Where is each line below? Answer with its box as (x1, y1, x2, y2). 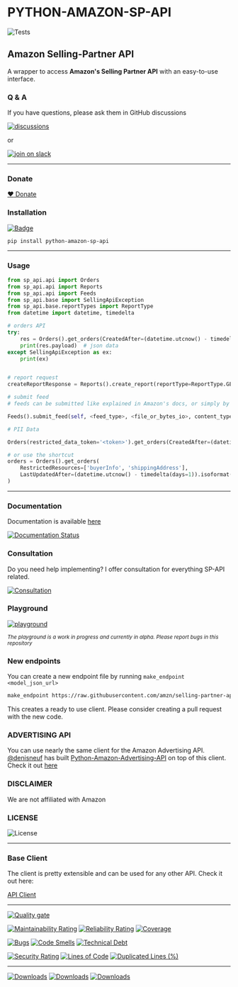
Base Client (7, 853, 47, 863)
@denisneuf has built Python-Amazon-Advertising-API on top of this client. (7, 754, 227, 762)
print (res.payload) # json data (20, 342, 119, 349)
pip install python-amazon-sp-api (7, 237, 110, 244)
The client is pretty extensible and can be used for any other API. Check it (7, 869, 223, 878)
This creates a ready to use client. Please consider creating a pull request (7, 705, 222, 713)
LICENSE (7, 813, 39, 823)
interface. (7, 74, 35, 83)
